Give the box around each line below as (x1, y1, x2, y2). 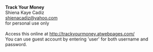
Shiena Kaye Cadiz (5, 9, 44, 15)
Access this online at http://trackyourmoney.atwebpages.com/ (5, 31, 135, 36)
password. (5, 41, 27, 47)
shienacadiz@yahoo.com (5, 15, 58, 20)
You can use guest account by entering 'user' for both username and (5, 36, 148, 42)
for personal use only (5, 20, 49, 26)
